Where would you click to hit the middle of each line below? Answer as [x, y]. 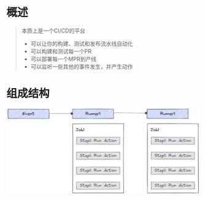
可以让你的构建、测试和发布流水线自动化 [82, 43]
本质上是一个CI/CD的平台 [53, 31]
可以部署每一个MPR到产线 [64, 59]
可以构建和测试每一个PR [61, 51]
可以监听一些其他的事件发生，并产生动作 [82, 66]
